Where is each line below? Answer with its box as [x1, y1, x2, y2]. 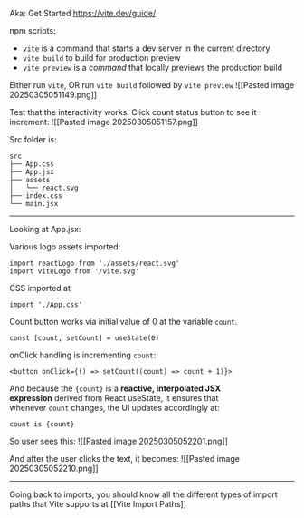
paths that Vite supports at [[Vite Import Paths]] [9, 499, 187, 509]
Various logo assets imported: [9, 241, 121, 252]
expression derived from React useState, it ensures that [9, 393, 219, 403]
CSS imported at [9, 283, 71, 293]
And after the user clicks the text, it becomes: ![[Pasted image [9, 454, 240, 464]
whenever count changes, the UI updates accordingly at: [9, 403, 220, 413]
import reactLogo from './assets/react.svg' [9, 259, 180, 268]
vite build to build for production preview [22, 53, 181, 63]
